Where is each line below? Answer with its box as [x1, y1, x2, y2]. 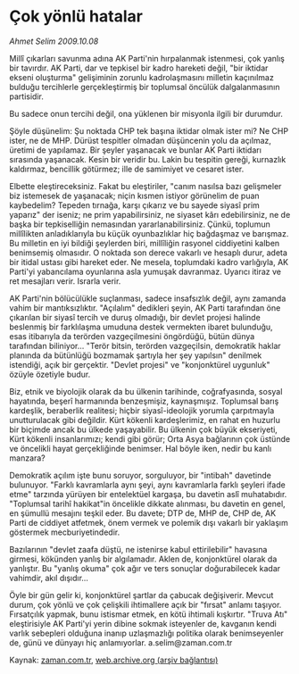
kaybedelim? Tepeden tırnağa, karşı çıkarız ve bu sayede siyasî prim [9, 199, 261, 211]
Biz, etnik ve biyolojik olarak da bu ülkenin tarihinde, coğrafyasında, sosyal [9, 386, 283, 396]
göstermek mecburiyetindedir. [9, 527, 120, 537]
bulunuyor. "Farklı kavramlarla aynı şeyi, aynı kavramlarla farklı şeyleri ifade [9, 479, 286, 490]
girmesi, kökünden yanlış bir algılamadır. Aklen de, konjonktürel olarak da [9, 553, 278, 564]
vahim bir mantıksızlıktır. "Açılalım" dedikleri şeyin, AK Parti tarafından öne [9, 302, 281, 313]
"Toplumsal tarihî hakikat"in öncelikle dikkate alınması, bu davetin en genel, [9, 498, 286, 509]
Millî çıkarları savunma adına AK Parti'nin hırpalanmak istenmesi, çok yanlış [9, 53, 286, 63]
